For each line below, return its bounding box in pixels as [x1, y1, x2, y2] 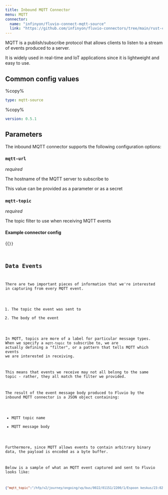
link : [9, 26, 21, 31]
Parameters [5, 130, 42, 139]
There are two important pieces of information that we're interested [5, 282, 155, 287]
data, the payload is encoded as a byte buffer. [5, 449, 108, 454]
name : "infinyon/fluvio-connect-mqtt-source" [9, 21, 106, 27]
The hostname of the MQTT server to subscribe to [5, 176, 109, 182]
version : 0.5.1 [5, 116, 37, 121]
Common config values [5, 75, 79, 83]
